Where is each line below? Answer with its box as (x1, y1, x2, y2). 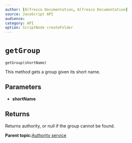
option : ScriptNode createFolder (5, 25, 73, 30)
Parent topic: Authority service (5, 132, 67, 138)
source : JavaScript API (5, 12, 54, 17)
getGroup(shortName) (5, 60, 47, 66)
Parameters (5, 83, 42, 91)
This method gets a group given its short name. (5, 69, 101, 75)
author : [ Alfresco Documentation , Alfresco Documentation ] (5, 7, 128, 12)
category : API (5, 20, 34, 26)
